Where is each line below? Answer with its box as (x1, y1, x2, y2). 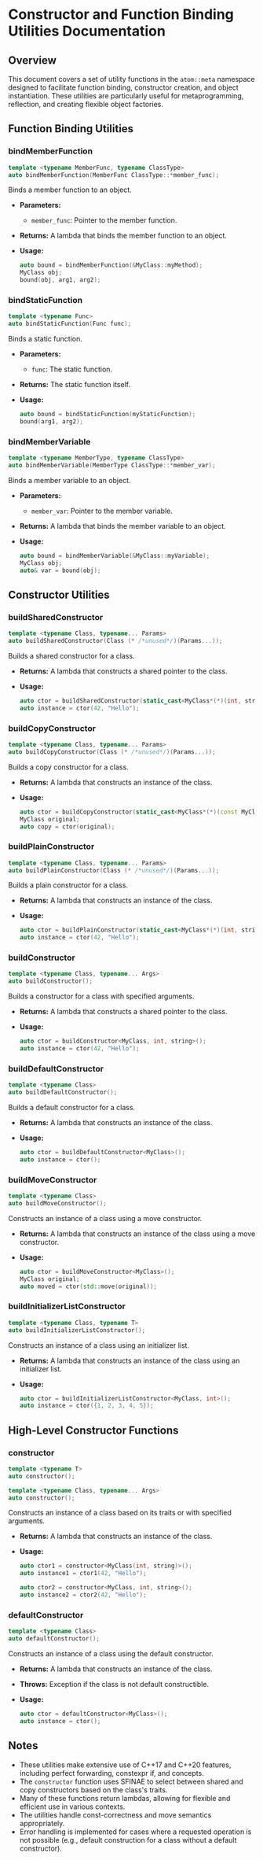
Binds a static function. (8, 334, 82, 344)
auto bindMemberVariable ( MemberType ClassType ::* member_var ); (8, 462, 216, 470)
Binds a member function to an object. (8, 185, 132, 194)
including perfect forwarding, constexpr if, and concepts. (19, 1768, 204, 1777)
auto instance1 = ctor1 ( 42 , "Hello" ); (19, 1570, 147, 1578)
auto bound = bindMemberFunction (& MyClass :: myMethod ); (19, 261, 203, 269)
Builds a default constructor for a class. (8, 1103, 136, 1113)
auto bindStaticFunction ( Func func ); (8, 320, 132, 328)
